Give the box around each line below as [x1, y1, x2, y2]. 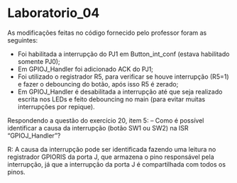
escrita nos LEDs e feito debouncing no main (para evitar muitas [17, 94, 206, 104]
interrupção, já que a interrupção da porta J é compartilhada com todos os [7, 160, 226, 168]
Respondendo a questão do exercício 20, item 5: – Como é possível [7, 116, 204, 125]
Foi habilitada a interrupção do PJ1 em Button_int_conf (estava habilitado [17, 50, 230, 58]
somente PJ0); [17, 57, 60, 65]
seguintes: [7, 35, 38, 44]
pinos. [7, 167, 26, 176]
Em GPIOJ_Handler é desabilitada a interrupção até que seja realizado [17, 87, 223, 96]
